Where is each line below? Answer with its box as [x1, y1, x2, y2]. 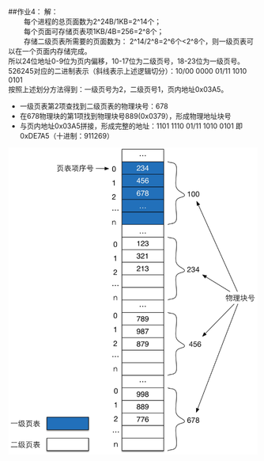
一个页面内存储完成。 [21, 47, 92, 55]
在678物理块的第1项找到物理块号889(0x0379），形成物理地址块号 [19, 112, 232, 120]
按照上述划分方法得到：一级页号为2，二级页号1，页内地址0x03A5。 [8, 85, 228, 93]
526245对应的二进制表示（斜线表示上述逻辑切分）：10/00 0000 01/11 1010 [8, 67, 247, 75]
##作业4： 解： [8, 7, 58, 16]
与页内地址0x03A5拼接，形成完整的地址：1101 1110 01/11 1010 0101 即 [19, 121, 243, 131]
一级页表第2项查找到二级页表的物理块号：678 [19, 101, 168, 111]
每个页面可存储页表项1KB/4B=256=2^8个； [23, 27, 164, 36]
